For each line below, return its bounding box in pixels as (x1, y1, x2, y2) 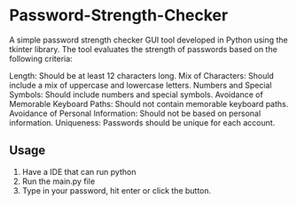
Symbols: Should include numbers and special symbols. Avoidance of (9, 89, 263, 100)
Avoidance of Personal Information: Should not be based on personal (9, 108, 262, 118)
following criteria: (9, 53, 73, 64)
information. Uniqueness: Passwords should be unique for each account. (9, 117, 276, 128)
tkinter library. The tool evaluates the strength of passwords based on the (9, 43, 277, 54)
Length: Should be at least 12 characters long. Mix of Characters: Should (9, 70, 275, 80)
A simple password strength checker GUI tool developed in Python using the (9, 34, 288, 45)
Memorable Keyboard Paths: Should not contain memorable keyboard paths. (9, 98, 289, 109)
